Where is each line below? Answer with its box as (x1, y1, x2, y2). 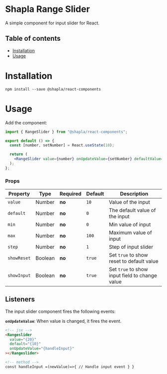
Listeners (5, 295, 35, 304)
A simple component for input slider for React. (5, 20, 100, 26)
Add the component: (5, 119, 47, 125)
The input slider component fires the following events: (5, 308, 116, 314)
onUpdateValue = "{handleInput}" (9, 346, 75, 351)
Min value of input (108, 221, 151, 228)
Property (8, 190, 30, 197)
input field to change (108, 272, 158, 279)
